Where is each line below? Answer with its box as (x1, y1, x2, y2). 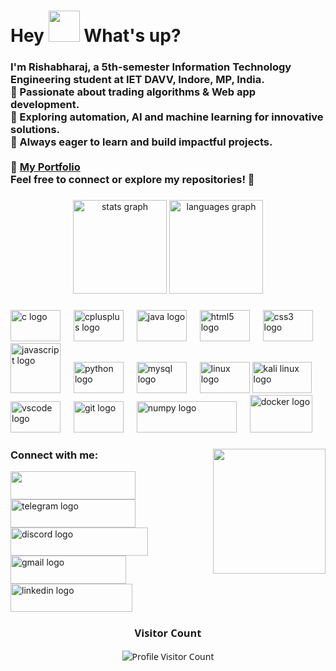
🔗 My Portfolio (10, 160, 81, 174)
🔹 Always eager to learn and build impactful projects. (10, 135, 273, 149)
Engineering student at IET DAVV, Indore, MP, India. (10, 73, 265, 87)
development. (10, 98, 80, 112)
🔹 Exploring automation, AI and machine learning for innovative (10, 110, 324, 124)
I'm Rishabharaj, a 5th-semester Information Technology (10, 60, 292, 74)
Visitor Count (134, 626, 202, 641)
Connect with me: (10, 448, 99, 462)
